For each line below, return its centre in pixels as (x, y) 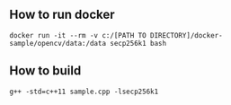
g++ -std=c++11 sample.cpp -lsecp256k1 (84, 92)
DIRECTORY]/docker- (186, 35)
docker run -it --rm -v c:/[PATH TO (78, 35)
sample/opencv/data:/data (58, 43)
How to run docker (62, 15)
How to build (45, 71)
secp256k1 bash (138, 43)
